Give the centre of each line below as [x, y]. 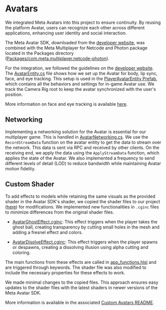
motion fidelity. [20, 168]
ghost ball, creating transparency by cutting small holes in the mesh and [86, 227]
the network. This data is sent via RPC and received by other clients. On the [82, 148]
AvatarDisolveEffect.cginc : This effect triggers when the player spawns [85, 242]
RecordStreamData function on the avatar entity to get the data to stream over [83, 142]
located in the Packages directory [40, 53]
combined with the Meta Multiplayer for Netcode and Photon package [76, 48]
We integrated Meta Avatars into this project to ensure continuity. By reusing [83, 22]
